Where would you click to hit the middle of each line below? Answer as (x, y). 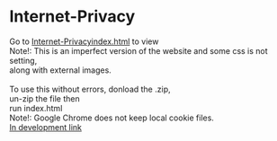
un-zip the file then (45, 98)
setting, (23, 60)
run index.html (36, 108)
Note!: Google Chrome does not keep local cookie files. (112, 118)
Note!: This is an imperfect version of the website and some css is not (138, 50)
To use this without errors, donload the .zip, (90, 89)
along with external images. (61, 70)
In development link (46, 127)
